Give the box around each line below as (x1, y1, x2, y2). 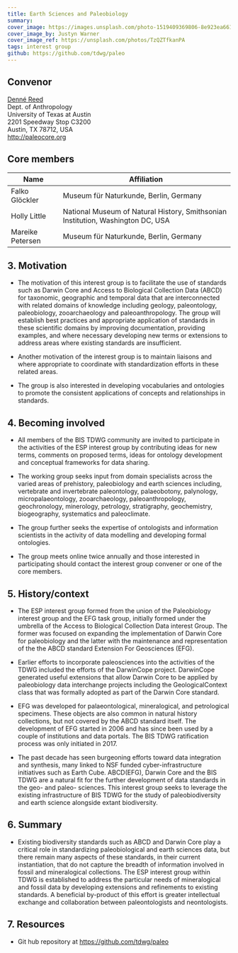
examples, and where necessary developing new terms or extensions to (17, 331, 228, 340)
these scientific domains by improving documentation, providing (17, 324, 205, 332)
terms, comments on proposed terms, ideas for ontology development (17, 451, 223, 459)
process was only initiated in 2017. (17, 739, 118, 748)
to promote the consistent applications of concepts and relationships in (17, 389, 225, 397)
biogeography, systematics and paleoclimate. (17, 509, 151, 518)
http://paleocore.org (7, 132, 67, 141)
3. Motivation (7, 259, 67, 271)
